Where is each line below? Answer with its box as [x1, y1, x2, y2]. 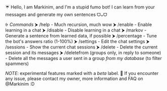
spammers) [5, 60, 29, 66]
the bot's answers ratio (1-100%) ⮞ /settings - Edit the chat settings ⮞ [5, 38, 150, 44]
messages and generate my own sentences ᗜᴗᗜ [5, 11, 107, 17]
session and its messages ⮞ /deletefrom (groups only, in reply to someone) [5, 49, 161, 55]
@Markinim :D [5, 81, 35, 86]
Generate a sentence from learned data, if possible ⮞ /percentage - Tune [5, 33, 157, 38]
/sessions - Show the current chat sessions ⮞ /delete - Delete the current [5, 44, 158, 50]
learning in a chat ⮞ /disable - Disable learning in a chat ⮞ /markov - [5, 27, 147, 33]
